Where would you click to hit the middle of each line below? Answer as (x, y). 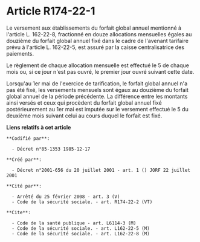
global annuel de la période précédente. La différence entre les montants (97, 96)
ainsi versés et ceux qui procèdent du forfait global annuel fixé (84, 103)
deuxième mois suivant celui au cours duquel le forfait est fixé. (84, 116)
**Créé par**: (24, 159)
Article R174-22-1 (51, 11)
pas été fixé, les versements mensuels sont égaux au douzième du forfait (98, 90)
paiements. (20, 53)
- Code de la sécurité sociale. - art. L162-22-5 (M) (81, 228)
